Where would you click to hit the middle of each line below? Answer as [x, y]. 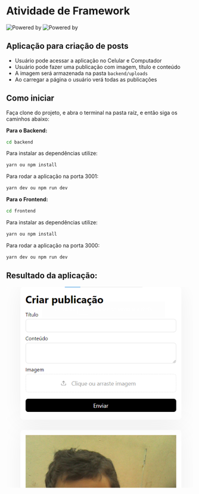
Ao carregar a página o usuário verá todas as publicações [86, 79]
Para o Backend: [27, 130]
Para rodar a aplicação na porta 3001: [52, 176]
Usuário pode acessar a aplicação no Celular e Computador [88, 60]
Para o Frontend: [27, 199]
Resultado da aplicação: [52, 276]
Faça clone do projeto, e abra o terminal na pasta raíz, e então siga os [92, 112]
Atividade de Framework [68, 11]
